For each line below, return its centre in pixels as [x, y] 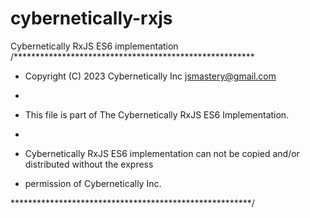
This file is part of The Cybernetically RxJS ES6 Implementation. [157, 114]
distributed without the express [89, 164]
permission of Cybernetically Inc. [93, 183]
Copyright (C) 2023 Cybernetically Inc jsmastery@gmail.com [150, 76]
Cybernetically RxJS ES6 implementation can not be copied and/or [162, 153]
